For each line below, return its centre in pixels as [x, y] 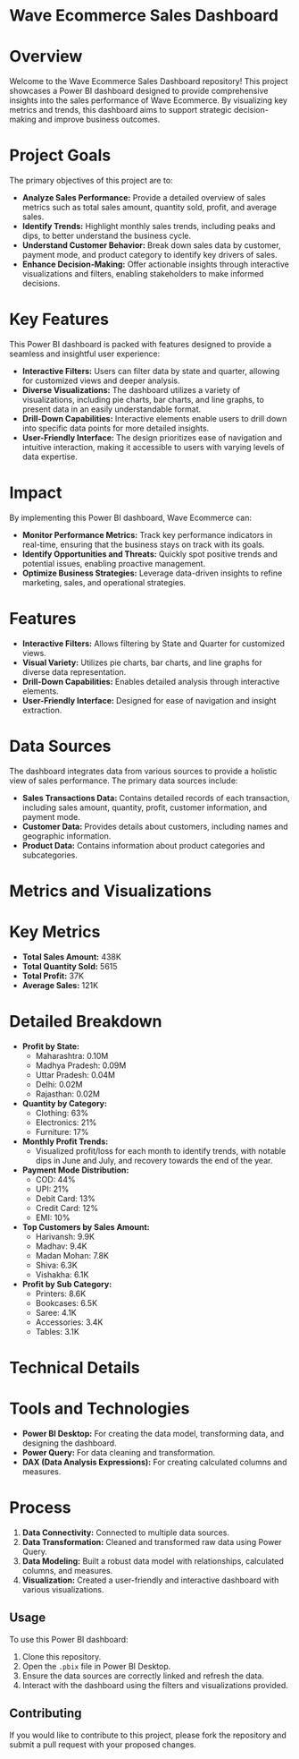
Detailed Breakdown [86, 1022]
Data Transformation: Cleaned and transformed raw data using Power [152, 1541]
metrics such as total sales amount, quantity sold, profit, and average [149, 208]
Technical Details [75, 1368]
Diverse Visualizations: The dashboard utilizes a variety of [131, 390]
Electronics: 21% [66, 1122]
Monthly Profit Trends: [65, 1141]
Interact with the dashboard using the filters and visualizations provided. [155, 1685]
